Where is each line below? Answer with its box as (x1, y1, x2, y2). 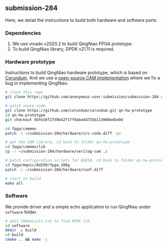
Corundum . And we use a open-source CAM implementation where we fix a (5, 75, 160, 81)
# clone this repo (5, 90, 43, 95)
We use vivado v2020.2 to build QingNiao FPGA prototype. (12, 41, 133, 47)
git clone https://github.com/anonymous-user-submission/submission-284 (5, 94, 159, 100)
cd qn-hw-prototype (5, 113, 46, 118)
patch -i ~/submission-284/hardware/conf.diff (5, 167, 103, 172)
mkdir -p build (5, 228, 37, 233)
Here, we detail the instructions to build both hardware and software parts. (5, 17, 158, 23)
